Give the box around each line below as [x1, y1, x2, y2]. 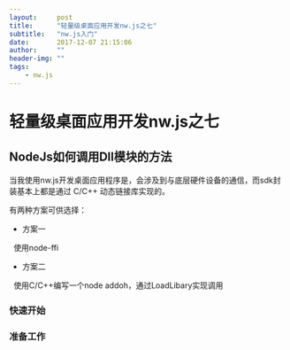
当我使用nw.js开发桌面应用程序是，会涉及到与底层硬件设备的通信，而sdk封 [9, 175, 281, 185]
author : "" [9, 46, 65, 55]
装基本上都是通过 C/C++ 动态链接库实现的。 [9, 185, 170, 196]
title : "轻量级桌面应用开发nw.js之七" [9, 21, 157, 30]
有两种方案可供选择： [9, 205, 87, 215]
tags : [9, 63, 29, 72]
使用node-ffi [12, 242, 59, 253]
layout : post [9, 12, 73, 22]
